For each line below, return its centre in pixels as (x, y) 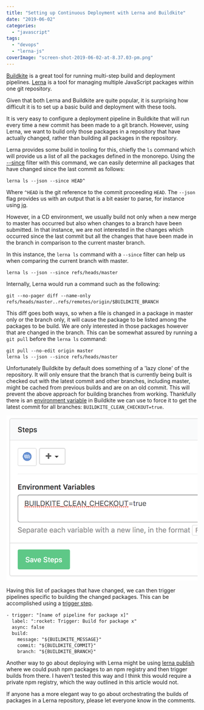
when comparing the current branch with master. (68, 260)
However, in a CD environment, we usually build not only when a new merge (101, 217)
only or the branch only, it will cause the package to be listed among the (97, 319)
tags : (13, 39)
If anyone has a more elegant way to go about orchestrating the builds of (97, 694)
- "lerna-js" (28, 52)
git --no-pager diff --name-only (49, 296)
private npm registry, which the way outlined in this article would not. (93, 682)
